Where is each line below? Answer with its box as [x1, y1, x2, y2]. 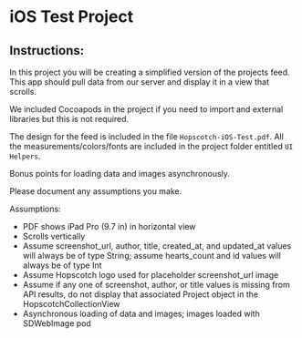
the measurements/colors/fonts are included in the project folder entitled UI [9, 141, 294, 151]
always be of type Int [22, 260, 102, 271]
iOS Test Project [9, 6, 134, 27]
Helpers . [9, 150, 41, 161]
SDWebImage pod [22, 318, 91, 329]
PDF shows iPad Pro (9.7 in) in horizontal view [22, 221, 196, 231]
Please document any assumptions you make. [9, 186, 182, 197]
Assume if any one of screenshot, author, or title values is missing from [22, 280, 290, 290]
